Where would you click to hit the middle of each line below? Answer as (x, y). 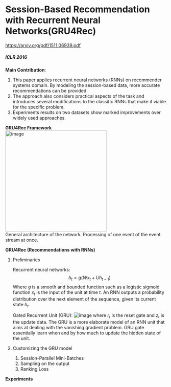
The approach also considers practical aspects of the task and (78, 96)
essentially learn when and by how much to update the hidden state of (87, 333)
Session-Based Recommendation (78, 9)
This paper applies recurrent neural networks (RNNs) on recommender (87, 80)
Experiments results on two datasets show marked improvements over (87, 112)
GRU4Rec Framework (29, 128)
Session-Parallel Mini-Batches (52, 358)
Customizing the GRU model (42, 348)
